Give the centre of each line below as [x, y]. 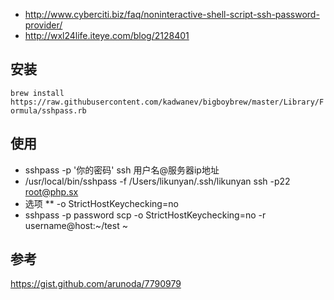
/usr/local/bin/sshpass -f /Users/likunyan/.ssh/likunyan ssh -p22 [157, 181]
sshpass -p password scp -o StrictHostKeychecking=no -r [145, 215]
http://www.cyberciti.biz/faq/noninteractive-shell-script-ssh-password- [172, 14]
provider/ [43, 25]
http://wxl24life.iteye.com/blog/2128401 [107, 35]
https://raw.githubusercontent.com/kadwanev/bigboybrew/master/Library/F [167, 102]
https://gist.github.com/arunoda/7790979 [96, 284]
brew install [37, 93]
